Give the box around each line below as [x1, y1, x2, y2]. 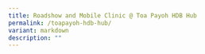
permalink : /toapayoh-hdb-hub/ [8, 19, 112, 27]
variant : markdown [8, 26, 69, 34]
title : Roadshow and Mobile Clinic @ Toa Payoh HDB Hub [8, 11, 197, 20]
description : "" [8, 33, 62, 42]
